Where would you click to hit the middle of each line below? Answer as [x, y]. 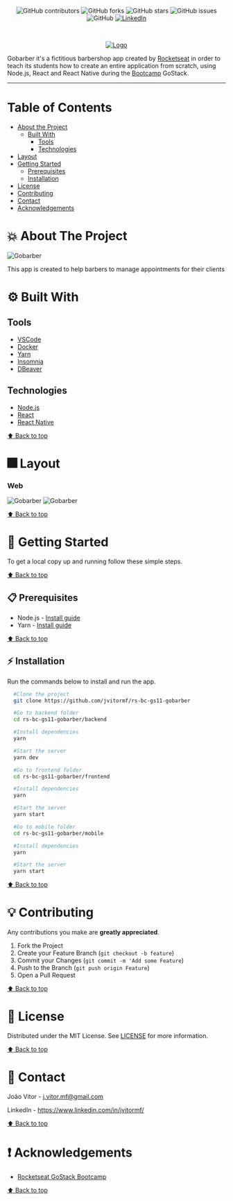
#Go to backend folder [46, 713]
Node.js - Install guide [49, 617]
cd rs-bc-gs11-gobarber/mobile [59, 833]
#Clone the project [42, 694]
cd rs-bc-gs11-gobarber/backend [60, 719]
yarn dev [26, 757]
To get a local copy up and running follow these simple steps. [95, 561]
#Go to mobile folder [45, 827]
